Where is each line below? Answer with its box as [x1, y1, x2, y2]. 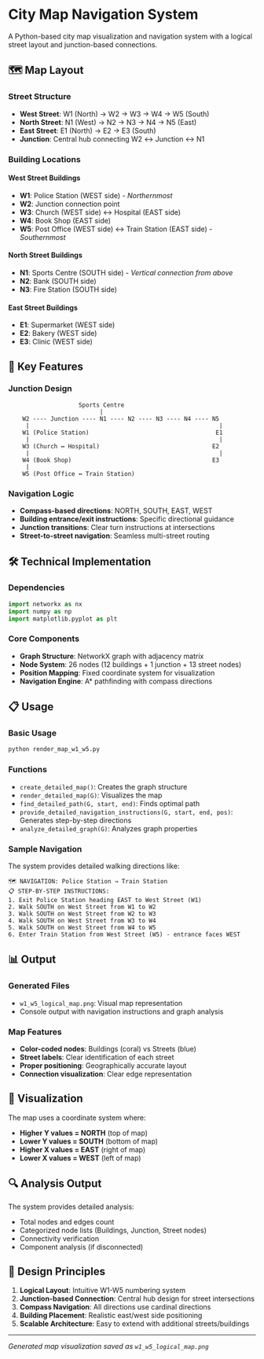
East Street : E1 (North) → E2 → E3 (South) [19, 126, 156, 135]
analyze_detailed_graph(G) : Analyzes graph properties [19, 823, 198, 833]
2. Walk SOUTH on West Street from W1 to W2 [8, 903, 156, 911]
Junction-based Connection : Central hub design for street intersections [19, 1294, 255, 1303]
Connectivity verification [19, 1233, 100, 1243]
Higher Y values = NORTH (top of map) [19, 1128, 148, 1137]
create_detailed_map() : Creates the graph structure [19, 782, 188, 791]
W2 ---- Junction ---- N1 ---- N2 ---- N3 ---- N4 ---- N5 [22, 414, 220, 422]
